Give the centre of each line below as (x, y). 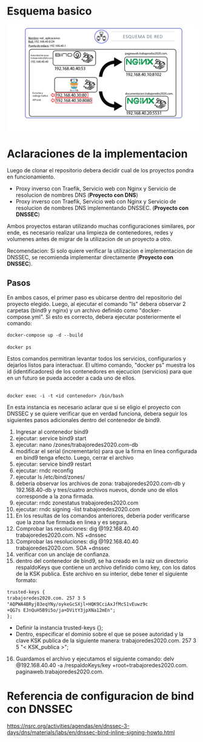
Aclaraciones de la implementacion (97, 154)
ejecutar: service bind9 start (51, 438)
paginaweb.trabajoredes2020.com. (59, 672)
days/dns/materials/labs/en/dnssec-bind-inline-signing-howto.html (91, 732)
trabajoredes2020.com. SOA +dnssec (63, 548)
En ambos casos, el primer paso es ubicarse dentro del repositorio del (95, 298)
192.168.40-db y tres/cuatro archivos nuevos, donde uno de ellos (97, 490)
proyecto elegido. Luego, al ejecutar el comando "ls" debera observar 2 (96, 304)
